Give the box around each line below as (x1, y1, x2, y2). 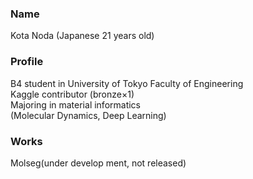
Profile (10, 55, 44, 69)
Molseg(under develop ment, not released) (10, 157, 187, 169)
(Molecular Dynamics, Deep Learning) (10, 109, 167, 121)
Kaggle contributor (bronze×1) (10, 88, 135, 100)
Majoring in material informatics (10, 98, 142, 111)
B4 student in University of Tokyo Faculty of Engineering (10, 77, 244, 89)
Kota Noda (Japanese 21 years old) (10, 30, 155, 42)
